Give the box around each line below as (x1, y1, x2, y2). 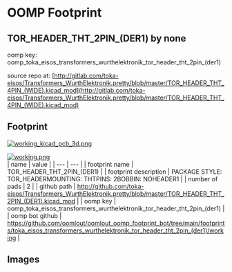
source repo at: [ (7, 71, 55, 80)
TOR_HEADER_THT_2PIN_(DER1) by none (7, 33, 186, 44)
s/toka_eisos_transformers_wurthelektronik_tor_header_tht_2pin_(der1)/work (7, 226, 224, 235)
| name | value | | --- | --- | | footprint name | (7, 160, 134, 168)
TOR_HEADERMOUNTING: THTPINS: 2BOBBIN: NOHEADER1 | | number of (7, 174, 218, 183)
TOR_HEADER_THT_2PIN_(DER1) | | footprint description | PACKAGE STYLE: (7, 167, 222, 176)
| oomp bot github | (7, 211, 62, 219)
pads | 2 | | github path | (7, 182, 76, 190)
